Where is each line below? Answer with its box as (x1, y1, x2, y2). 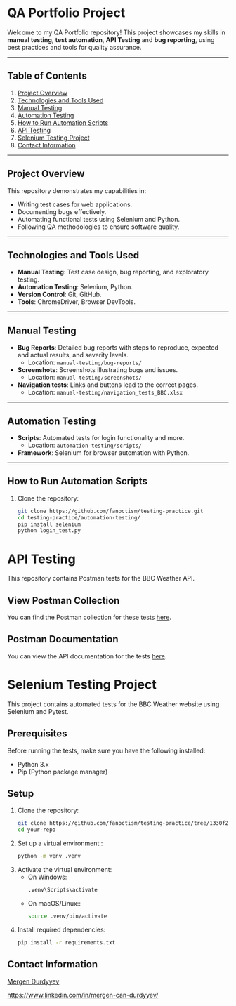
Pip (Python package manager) (17, 767, 108, 776)
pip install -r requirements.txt (17, 939, 116, 946)
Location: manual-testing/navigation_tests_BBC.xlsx (27, 388, 183, 397)
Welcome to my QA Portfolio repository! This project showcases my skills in (7, 28, 226, 37)
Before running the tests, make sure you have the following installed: (7, 746, 206, 755)
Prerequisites (7, 728, 67, 740)
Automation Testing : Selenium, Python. (17, 283, 133, 291)
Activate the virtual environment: (17, 866, 112, 874)
